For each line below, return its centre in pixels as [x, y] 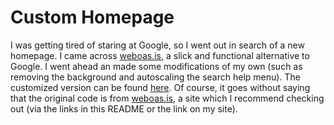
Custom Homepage [92, 17]
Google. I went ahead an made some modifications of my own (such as [156, 66]
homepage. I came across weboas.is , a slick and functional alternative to [160, 55]
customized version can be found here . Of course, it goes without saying [160, 87]
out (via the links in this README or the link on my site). [124, 108]
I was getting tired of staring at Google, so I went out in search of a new [157, 45]
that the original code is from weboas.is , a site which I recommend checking [167, 98]
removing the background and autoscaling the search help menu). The [155, 77]
